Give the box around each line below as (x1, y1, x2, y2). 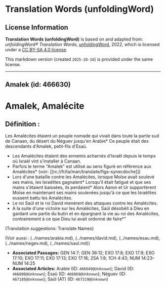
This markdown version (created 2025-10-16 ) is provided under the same (5, 56, 153, 62)
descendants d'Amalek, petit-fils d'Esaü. (5, 143, 87, 149)
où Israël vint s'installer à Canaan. (12, 158, 82, 164)
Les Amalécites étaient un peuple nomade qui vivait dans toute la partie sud (5, 133, 160, 139)
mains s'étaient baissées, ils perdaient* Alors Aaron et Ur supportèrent (12, 184, 157, 191)
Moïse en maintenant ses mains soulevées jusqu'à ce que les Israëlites (12, 190, 157, 196)
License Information (5, 23, 68, 32)
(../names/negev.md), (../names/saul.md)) (5, 241, 90, 246)
